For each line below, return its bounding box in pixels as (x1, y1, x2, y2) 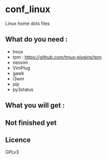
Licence (5, 136, 31, 144)
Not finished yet (5, 118, 57, 127)
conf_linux (5, 4, 50, 15)
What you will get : (5, 101, 65, 110)
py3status (12, 86, 34, 92)
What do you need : (5, 35, 68, 44)
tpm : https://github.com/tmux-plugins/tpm (12, 54, 102, 60)
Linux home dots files (5, 20, 50, 26)
